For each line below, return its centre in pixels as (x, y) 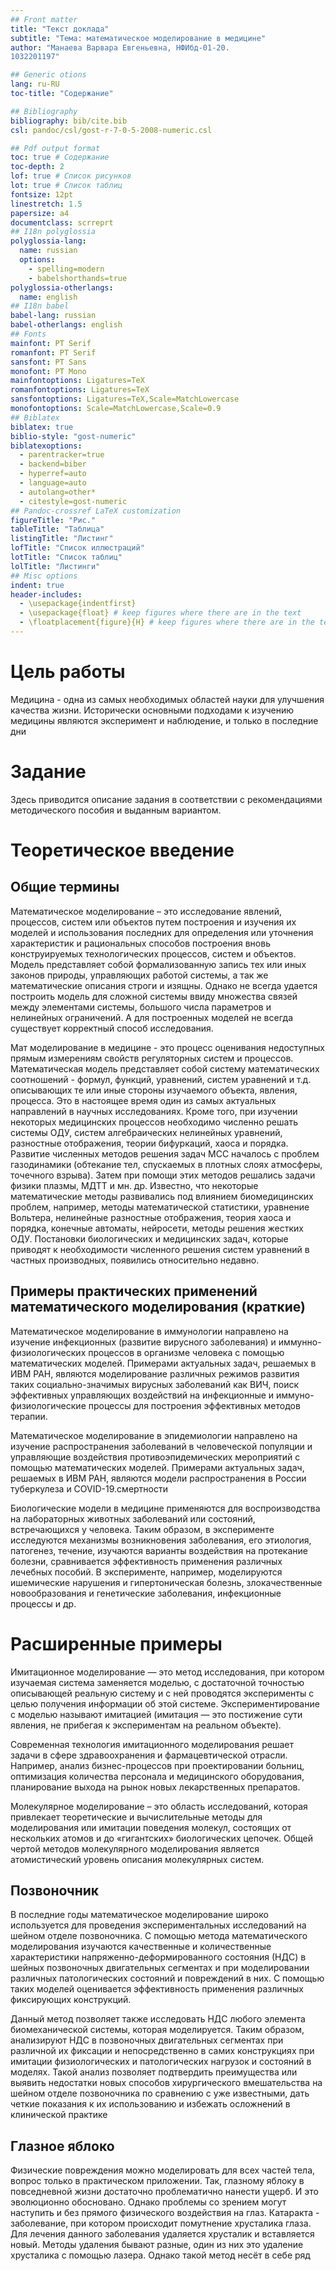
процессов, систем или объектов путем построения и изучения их (153, 922)
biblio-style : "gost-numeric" (73, 436)
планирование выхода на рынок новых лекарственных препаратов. (155, 1787)
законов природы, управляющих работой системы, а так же (139, 975)
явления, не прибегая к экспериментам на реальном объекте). (146, 1725)
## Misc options (44, 576)
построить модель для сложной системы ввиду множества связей (154, 996)
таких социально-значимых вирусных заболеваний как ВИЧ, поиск (155, 1384)
